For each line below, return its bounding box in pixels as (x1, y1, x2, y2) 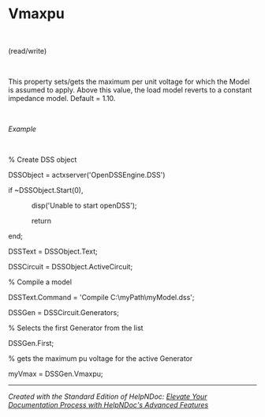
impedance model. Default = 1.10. (8, 93, 116, 103)
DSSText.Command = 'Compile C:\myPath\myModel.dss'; (8, 292, 195, 302)
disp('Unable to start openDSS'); (31, 201, 137, 210)
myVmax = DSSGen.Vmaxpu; (8, 369, 103, 378)
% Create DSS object (8, 155, 77, 164)
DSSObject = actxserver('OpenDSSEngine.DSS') (8, 170, 166, 179)
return (31, 216, 52, 225)
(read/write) (8, 46, 47, 55)
